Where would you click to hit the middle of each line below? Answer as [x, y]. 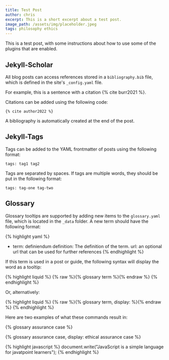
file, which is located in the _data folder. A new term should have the [77, 221]
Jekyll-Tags [24, 137]
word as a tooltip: [23, 267]
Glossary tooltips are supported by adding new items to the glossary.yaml [83, 216]
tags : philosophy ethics [32, 29]
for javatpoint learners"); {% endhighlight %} [52, 352]
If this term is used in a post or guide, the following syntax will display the [82, 261]
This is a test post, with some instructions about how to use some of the [81, 43]
